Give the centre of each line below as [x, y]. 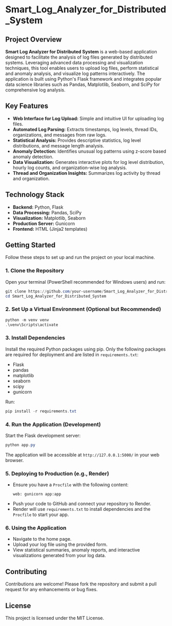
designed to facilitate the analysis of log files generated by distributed [79, 57]
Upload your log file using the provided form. [60, 545]
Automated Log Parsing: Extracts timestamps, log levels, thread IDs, [85, 129]
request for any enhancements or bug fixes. [52, 590]
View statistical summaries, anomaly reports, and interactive [76, 550]
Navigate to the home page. [42, 539]
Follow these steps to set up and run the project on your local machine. [80, 257]
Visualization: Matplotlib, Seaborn [49, 218]
